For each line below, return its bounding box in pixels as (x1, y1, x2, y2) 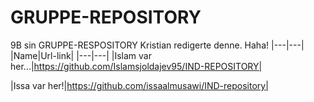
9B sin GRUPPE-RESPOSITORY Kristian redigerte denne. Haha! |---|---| (10, 39, 305, 51)
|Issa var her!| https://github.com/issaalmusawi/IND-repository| (10, 79, 269, 91)
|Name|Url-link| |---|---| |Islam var (10, 49, 152, 61)
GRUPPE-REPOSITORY (10, 6, 202, 29)
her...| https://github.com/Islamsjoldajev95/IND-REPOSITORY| (10, 60, 263, 72)
